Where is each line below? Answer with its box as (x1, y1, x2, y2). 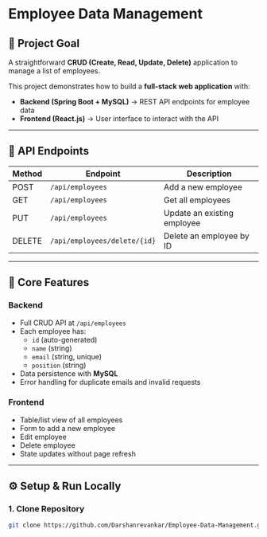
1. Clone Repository (8, 504, 85, 515)
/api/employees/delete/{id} (50, 236, 157, 245)
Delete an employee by (164, 230, 250, 241)
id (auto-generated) (31, 335, 98, 344)
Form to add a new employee (19, 423, 116, 433)
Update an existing (164, 207, 234, 218)
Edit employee (19, 432, 68, 441)
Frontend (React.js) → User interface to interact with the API (19, 114, 219, 123)
